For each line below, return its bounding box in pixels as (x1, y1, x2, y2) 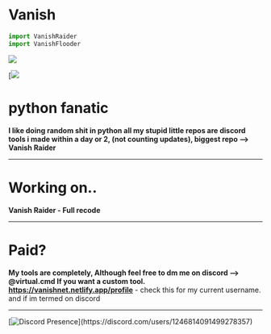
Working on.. (8, 178, 98, 197)
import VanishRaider (8, 32, 78, 40)
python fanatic (8, 98, 109, 117)
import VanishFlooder (8, 40, 81, 48)
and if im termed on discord (8, 293, 101, 303)
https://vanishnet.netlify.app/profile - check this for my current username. (8, 285, 261, 294)
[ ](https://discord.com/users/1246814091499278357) (8, 316, 253, 326)
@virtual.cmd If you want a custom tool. (8, 276, 146, 286)
